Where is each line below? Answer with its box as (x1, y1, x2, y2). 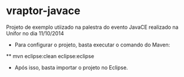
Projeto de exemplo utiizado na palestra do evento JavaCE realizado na (6, 24, 179, 31)
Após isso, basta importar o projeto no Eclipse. (14, 63, 128, 71)
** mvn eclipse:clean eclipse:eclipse (6, 52, 95, 59)
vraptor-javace (6, 4, 81, 18)
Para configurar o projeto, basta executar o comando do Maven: (14, 41, 170, 48)
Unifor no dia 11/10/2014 (6, 29, 64, 36)
